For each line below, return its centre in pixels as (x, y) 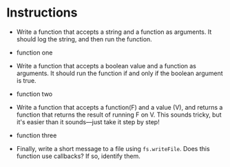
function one (34, 52)
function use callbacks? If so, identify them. (78, 156)
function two (34, 94)
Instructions (42, 13)
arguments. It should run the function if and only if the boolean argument (119, 73)
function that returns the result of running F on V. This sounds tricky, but (119, 115)
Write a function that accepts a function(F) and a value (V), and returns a (119, 107)
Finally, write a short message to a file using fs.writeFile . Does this (113, 148)
